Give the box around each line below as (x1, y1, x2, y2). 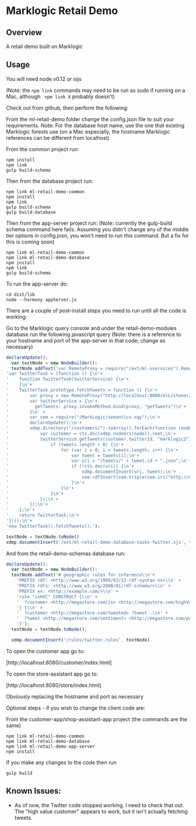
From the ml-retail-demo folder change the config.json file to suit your (6, 115, 174, 122)
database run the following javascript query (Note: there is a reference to (6, 331, 181, 338)
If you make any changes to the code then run (6, 759, 117, 766)
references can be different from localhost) (6, 134, 110, 141)
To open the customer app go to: (6, 647, 85, 654)
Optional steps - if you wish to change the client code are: (6, 704, 146, 711)
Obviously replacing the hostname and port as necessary (6, 693, 144, 700)
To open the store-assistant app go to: (6, 670, 98, 677)
